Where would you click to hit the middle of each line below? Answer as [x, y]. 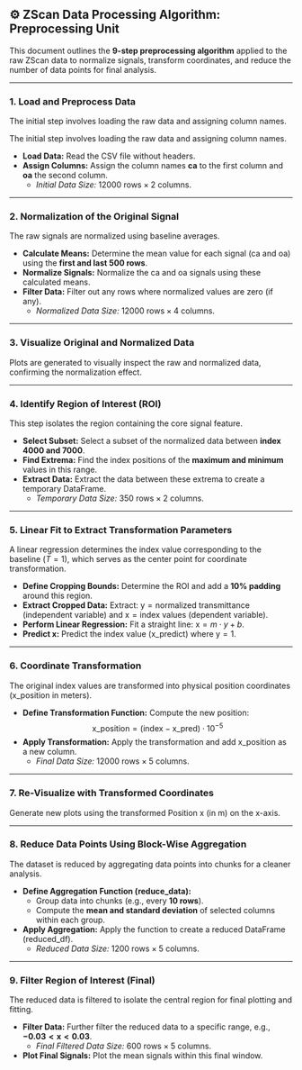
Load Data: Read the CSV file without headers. [109, 156]
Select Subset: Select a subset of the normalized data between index [151, 441]
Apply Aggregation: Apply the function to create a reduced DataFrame [154, 929]
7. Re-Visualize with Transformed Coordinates [111, 793]
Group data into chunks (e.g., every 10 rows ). [120, 901]
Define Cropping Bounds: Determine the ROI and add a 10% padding [151, 586]
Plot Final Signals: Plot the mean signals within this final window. [142, 1056]
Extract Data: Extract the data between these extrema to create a [143, 479]
